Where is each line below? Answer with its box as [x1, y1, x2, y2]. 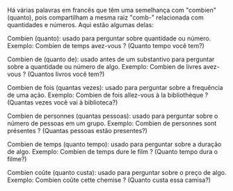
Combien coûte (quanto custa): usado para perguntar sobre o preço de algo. [7, 169, 227, 176]
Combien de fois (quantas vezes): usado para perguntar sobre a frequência [7, 84, 224, 91]
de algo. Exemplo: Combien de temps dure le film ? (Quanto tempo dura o [7, 148, 218, 155]
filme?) [7, 155, 27, 163]
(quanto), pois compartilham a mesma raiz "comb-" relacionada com [7, 13, 204, 22]
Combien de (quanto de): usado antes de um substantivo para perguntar [7, 55, 215, 63]
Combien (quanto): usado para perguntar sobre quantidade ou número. [7, 34, 211, 43]
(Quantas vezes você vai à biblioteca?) [7, 98, 118, 107]
